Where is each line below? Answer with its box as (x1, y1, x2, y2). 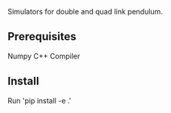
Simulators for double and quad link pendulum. (7, 7, 163, 16)
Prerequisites (7, 30, 77, 43)
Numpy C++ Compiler (7, 51, 81, 61)
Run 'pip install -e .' (7, 95, 72, 105)
